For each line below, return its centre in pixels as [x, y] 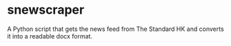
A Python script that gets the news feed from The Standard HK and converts [115, 29]
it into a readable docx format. [50, 36]
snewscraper [46, 10]
